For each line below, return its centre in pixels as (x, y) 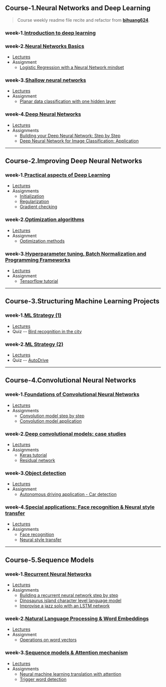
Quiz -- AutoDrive (30, 360)
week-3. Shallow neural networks (46, 80)
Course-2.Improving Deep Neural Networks (74, 161)
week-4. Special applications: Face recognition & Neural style (80, 507)
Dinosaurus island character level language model (71, 601)
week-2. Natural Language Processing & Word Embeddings (77, 619)
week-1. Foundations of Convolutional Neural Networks (72, 394)
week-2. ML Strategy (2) (34, 344)
